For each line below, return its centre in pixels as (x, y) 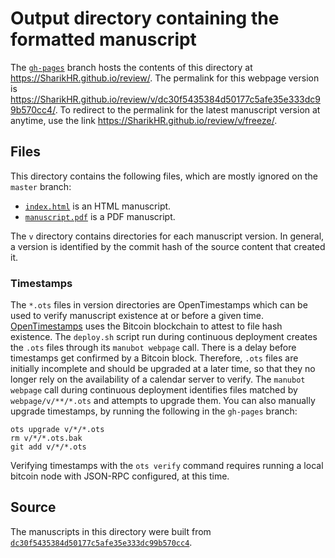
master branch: (41, 186)
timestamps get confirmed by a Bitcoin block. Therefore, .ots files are (154, 358)
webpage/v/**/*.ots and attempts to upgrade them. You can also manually (163, 401)
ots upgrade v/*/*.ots (57, 430)
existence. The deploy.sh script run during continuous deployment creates (164, 337)
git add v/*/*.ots (48, 447)
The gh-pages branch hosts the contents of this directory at (131, 67)
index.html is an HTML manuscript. (98, 206)
